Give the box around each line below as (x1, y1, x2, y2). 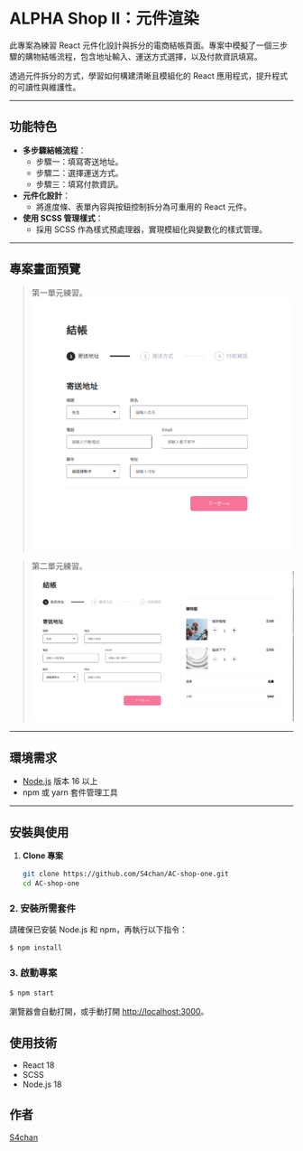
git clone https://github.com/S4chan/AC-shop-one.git (22, 869, 229, 879)
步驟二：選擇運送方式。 (35, 167, 124, 178)
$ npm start (9, 988, 54, 998)
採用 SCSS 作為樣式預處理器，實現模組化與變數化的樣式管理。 (35, 223, 268, 235)
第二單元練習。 (31, 561, 87, 572)
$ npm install (9, 943, 63, 953)
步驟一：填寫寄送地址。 (35, 155, 124, 167)
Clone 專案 (22, 850, 63, 861)
